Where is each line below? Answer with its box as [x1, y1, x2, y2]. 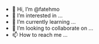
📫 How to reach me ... [11, 32, 68, 38]
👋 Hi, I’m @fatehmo [11, 6, 60, 12]
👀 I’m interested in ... [11, 12, 63, 19]
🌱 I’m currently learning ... [11, 18, 76, 25]
